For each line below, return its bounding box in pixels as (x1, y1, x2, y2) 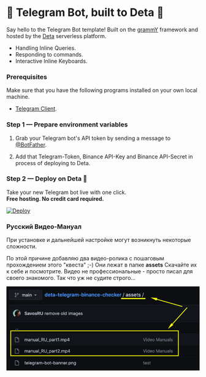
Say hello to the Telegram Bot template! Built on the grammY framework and (6, 26, 198, 33)
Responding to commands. (15, 50, 83, 58)
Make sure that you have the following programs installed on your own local (6, 87, 197, 94)
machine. (6, 93, 30, 101)
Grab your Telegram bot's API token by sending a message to (15, 134, 170, 142)
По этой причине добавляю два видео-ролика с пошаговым (6, 255, 164, 262)
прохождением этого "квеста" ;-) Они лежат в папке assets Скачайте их (6, 261, 197, 269)
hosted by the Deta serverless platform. (6, 32, 107, 39)
